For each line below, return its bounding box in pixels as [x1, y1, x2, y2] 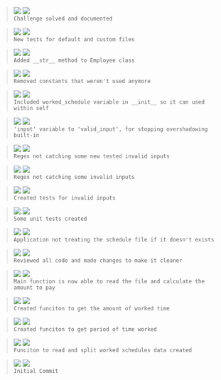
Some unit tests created [13, 215, 87, 222]
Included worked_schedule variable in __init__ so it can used [13, 99, 205, 106]
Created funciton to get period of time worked [13, 326, 157, 333]
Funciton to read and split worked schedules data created [13, 347, 193, 354]
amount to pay [13, 284, 55, 291]
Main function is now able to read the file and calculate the [13, 278, 205, 285]
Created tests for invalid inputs [13, 195, 116, 202]
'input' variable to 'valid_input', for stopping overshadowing [13, 126, 208, 133]
